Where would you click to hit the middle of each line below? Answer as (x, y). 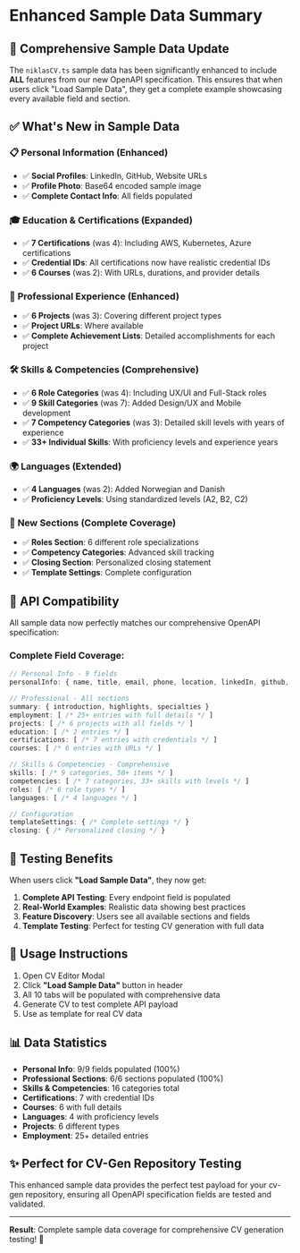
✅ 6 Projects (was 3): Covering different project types (121, 316)
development (46, 413)
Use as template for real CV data (82, 1013)
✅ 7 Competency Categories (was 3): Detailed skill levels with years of (153, 422)
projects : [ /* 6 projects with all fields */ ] (101, 723)
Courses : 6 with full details (72, 1107)
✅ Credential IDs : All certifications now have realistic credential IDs (146, 262)
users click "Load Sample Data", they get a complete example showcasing (146, 89)
